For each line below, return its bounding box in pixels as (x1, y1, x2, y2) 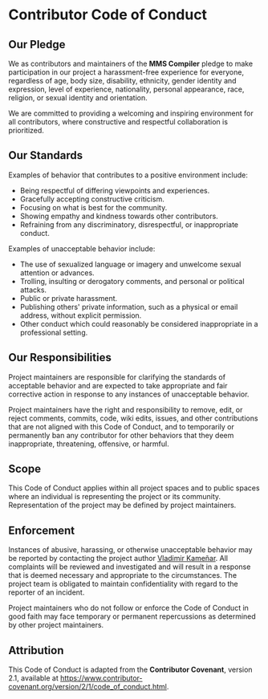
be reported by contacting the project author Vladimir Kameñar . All (8, 554, 229, 563)
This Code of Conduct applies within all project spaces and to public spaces (8, 483, 260, 493)
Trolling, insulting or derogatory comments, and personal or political (19, 276, 245, 286)
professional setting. (19, 327, 88, 337)
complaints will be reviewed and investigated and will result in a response (8, 562, 251, 571)
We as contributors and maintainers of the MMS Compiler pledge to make (8, 59, 254, 68)
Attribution (8, 644, 64, 657)
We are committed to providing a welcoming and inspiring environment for (8, 108, 254, 118)
